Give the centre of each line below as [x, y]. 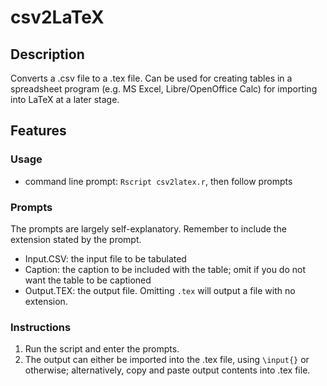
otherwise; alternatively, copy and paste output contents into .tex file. [167, 370]
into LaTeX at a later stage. [65, 99]
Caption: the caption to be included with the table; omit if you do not [165, 269]
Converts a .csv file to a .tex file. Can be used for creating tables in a [151, 78]
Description [47, 54]
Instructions [41, 327]
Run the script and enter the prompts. [102, 349]
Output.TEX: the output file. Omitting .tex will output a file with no [160, 290]
